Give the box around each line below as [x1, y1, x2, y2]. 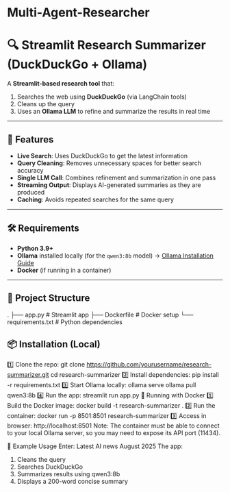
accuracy [16, 166, 44, 174]
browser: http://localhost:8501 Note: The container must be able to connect [7, 421, 220, 430]
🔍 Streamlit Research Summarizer [7, 38, 207, 53]
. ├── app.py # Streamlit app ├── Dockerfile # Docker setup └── [7, 310, 194, 319]
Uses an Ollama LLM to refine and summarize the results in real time [16, 108, 211, 116]
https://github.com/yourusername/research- [86, 360, 212, 369]
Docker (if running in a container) [16, 266, 112, 274]
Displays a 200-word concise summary [16, 478, 129, 486]
